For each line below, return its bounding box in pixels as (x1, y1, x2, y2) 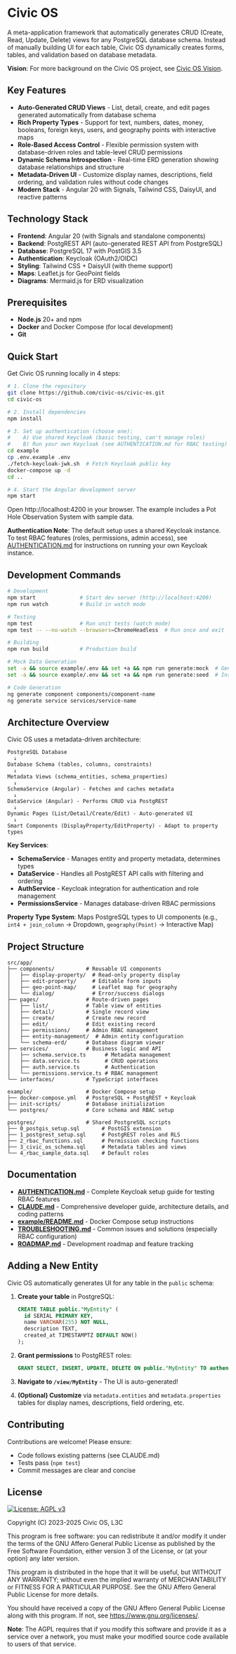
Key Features (7, 84, 67, 96)
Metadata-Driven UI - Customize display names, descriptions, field (17, 170, 213, 178)
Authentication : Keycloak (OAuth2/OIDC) (17, 254, 138, 263)
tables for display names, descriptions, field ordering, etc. (17, 1398, 185, 1407)
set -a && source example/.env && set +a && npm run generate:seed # (7, 671, 218, 678)
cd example (7, 447, 39, 454)
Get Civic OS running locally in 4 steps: (7, 369, 121, 378)
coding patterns (17, 1210, 64, 1218)
